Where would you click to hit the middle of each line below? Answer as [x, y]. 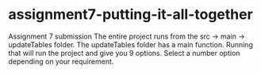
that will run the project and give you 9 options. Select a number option [124, 53]
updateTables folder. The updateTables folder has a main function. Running [131, 44]
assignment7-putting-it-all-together [131, 15]
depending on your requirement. [61, 61]
